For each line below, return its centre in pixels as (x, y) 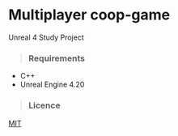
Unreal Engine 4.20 (52, 85)
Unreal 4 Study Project (46, 37)
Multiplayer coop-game (89, 15)
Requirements (56, 58)
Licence (44, 105)
